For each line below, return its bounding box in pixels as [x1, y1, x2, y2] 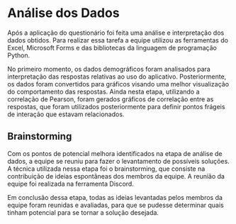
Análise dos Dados [7, 5, 120, 21]
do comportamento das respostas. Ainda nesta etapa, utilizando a [7, 87, 200, 96]
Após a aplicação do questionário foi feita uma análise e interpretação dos [7, 28, 225, 37]
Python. [7, 51, 30, 60]
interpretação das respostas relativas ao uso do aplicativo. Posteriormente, [7, 72, 227, 81]
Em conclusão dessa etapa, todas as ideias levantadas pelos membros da [7, 193, 223, 201]
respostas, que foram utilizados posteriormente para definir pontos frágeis [7, 102, 225, 111]
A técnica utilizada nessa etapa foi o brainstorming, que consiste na [7, 164, 206, 173]
